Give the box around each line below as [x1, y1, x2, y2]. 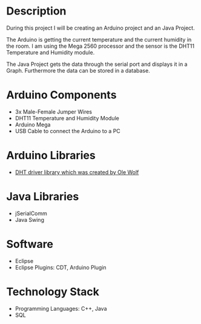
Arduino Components [6, 88, 117, 102]
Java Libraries [6, 190, 79, 203]
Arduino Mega [15, 121, 51, 128]
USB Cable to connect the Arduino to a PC [15, 127, 121, 134]
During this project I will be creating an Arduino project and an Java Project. [6, 24, 195, 31]
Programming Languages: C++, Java [15, 305, 107, 312]
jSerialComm [15, 210, 47, 217]
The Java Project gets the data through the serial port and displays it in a [6, 60, 188, 68]
